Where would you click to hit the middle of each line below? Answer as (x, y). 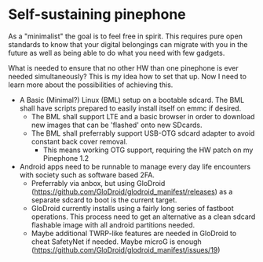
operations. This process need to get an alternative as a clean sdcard (143, 217)
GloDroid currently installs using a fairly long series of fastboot (132, 208)
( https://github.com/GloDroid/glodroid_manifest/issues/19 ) (126, 249)
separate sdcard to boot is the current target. (104, 200)
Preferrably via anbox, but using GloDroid (98, 183)
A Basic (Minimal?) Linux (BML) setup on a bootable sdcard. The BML (132, 100)
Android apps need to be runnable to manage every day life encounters (135, 166)
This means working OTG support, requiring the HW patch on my (148, 150)
